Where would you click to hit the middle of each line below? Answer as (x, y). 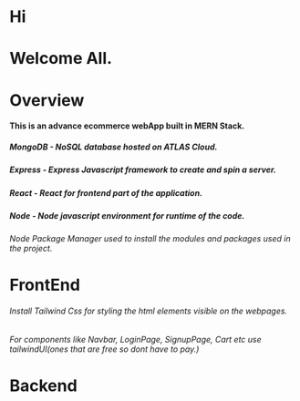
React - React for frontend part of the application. (106, 192)
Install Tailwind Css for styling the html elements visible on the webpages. (149, 311)
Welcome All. (61, 59)
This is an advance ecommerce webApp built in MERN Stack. (127, 126)
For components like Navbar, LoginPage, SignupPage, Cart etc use (135, 339)
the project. (31, 249)
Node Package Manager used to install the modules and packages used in (150, 239)
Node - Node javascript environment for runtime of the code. (127, 215)
